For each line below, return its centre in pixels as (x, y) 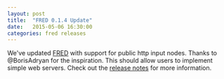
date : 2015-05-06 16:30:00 (50, 27)
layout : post (26, 14)
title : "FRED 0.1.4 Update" (50, 20)
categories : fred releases (47, 33)
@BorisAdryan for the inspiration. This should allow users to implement (110, 61)
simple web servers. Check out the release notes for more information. (110, 68)
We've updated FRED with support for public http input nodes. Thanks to (112, 53)
